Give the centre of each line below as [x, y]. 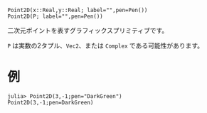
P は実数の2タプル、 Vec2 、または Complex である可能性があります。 [106, 45]
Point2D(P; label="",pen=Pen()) [55, 16]
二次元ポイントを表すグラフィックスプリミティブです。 [88, 31]
